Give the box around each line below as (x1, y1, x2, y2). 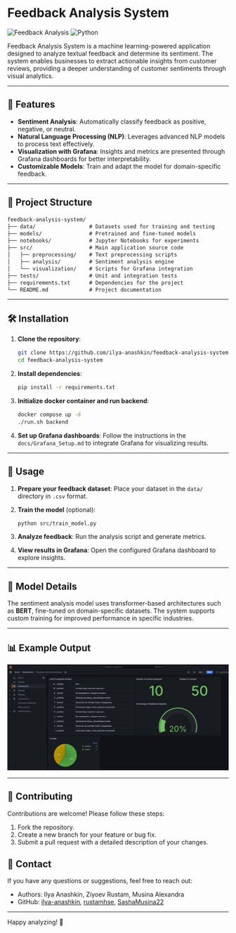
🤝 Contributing (7, 790, 73, 802)
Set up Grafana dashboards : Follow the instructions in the (17, 431, 186, 440)
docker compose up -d (17, 411, 81, 418)
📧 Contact (7, 858, 52, 870)
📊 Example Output (7, 641, 91, 654)
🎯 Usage (7, 466, 44, 478)
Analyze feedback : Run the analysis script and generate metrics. (17, 533, 206, 541)
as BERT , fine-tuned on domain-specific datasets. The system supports (7, 606, 216, 615)
